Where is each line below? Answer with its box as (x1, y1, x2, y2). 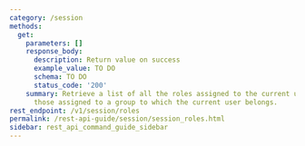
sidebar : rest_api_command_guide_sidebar (9, 123, 169, 132)
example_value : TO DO (33, 64, 116, 73)
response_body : (25, 47, 84, 56)
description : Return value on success (33, 55, 181, 64)
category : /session (9, 13, 84, 23)
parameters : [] (25, 38, 84, 48)
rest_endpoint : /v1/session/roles (9, 106, 141, 115)
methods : (9, 22, 43, 31)
